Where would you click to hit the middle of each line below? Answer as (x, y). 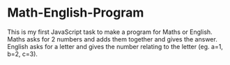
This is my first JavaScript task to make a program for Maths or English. (110, 32)
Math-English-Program (76, 13)
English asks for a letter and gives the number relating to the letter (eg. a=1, (115, 46)
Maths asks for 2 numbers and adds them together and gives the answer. (112, 39)
